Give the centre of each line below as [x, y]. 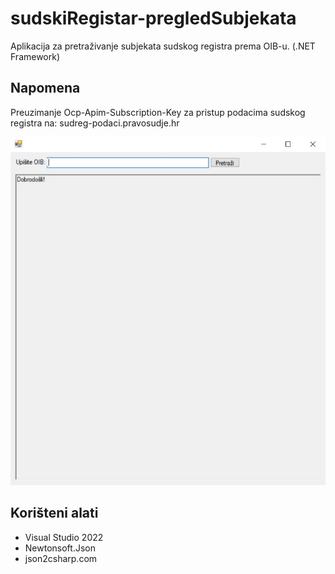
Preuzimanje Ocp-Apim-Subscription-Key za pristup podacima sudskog [158, 112]
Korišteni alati [54, 513]
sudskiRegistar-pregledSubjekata [153, 18]
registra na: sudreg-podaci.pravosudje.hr [95, 123]
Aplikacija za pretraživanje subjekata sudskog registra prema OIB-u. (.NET [163, 46]
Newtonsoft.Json [60, 548]
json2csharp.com [61, 558]
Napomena [45, 88]
